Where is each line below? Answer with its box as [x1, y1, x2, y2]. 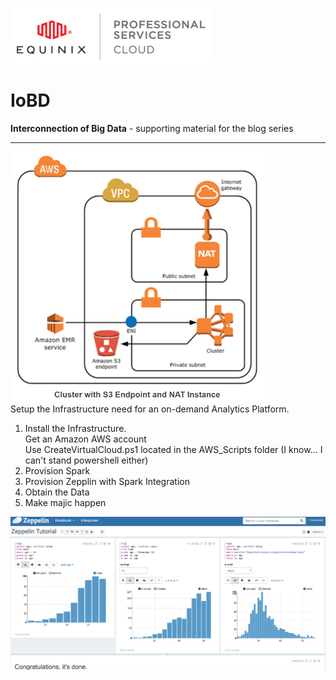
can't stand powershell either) [24, 454, 149, 466]
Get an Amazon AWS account [24, 433, 147, 445]
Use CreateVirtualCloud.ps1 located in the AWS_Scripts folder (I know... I [24, 443, 323, 455]
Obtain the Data [24, 486, 90, 498]
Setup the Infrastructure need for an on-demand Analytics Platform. [10, 403, 290, 415]
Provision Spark [24, 464, 91, 477]
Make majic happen [24, 496, 107, 508]
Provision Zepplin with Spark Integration [24, 475, 190, 487]
